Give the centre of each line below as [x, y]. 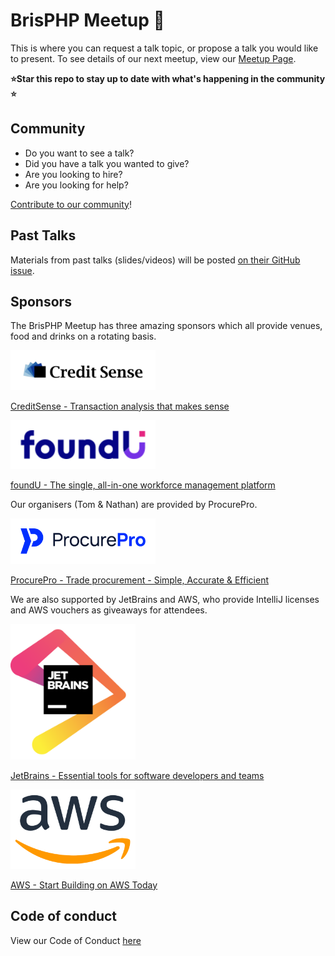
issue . [22, 270]
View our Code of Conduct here [76, 940]
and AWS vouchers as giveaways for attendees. [109, 610]
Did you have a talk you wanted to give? [107, 163]
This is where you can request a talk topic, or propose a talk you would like [164, 48]
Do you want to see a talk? [79, 153]
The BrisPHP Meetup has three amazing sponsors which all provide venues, [166, 326]
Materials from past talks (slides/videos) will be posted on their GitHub [155, 260]
